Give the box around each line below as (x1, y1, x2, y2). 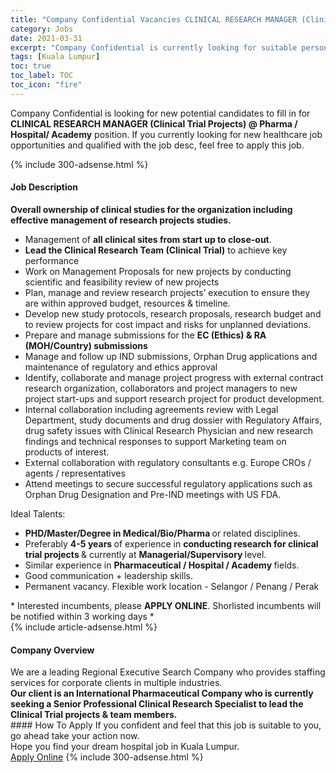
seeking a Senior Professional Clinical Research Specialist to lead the (10, 698, 304, 710)
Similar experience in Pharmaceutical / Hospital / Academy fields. (24, 559, 300, 571)
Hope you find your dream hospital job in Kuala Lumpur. (10, 741, 240, 753)
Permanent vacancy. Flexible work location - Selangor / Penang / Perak (24, 580, 320, 592)
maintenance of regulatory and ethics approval (24, 361, 218, 373)
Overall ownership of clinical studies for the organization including (10, 203, 293, 215)
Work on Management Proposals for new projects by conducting (24, 265, 292, 277)
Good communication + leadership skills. (24, 569, 193, 581)
